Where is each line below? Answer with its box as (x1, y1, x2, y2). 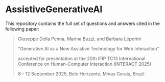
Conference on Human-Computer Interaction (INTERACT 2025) (17, 61, 152, 67)
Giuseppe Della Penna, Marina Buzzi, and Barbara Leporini (17, 36, 142, 42)
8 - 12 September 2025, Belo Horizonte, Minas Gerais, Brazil (17, 70, 145, 77)
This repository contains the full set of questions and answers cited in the (5, 20, 160, 26)
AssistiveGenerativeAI (5, 4, 103, 15)
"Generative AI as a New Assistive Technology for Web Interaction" (17, 45, 159, 51)
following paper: (5, 25, 40, 32)
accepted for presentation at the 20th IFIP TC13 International (17, 55, 146, 62)
